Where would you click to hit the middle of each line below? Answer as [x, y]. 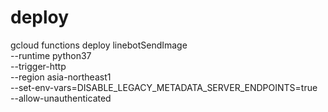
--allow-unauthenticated [61, 98]
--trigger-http [38, 66]
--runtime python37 [51, 55]
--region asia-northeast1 [61, 77]
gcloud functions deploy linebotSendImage [99, 45]
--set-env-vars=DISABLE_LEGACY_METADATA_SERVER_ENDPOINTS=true [164, 87]
